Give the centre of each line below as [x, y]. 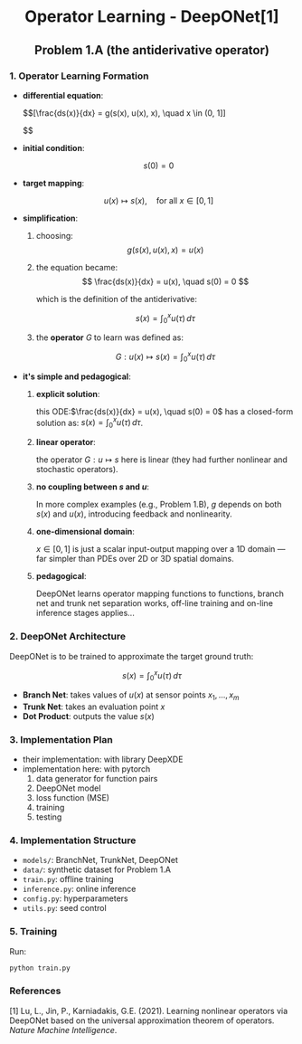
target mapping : [53, 183]
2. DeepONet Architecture [68, 637]
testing [49, 817]
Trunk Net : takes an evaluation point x [94, 707]
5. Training [33, 932]
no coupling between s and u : [92, 487]
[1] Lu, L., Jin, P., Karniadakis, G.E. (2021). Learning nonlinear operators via [149, 1011]
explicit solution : [68, 394]
